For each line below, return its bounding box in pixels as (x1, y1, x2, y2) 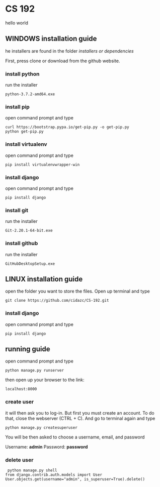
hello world (5, 20, 29, 26)
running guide (5, 345, 50, 353)
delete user (5, 456, 34, 463)
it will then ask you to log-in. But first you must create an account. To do (5, 410, 154, 416)
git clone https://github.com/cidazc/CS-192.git (5, 298, 109, 303)
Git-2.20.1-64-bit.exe (5, 228, 53, 233)
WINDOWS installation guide (5, 34, 97, 43)
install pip (5, 103, 30, 110)
